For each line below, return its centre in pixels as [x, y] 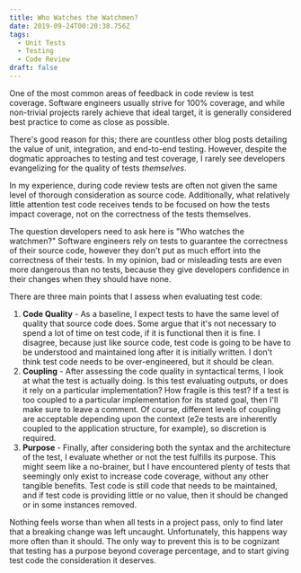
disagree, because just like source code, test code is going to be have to [156, 342]
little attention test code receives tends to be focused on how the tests [140, 204]
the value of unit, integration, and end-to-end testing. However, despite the [148, 148]
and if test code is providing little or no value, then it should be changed [155, 495]
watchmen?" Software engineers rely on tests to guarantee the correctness [149, 241]
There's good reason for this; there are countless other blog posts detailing [148, 139]
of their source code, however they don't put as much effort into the [135, 250]
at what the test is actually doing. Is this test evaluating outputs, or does [155, 380]
